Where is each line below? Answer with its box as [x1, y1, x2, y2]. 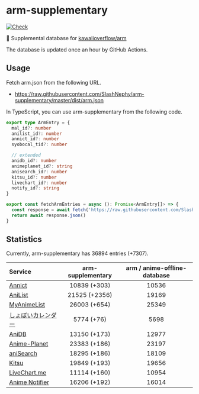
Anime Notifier [9, 378, 49, 386]
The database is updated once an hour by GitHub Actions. [6, 46, 148, 53]
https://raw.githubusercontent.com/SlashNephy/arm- [14, 90, 145, 98]
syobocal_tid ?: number [11, 141, 68, 148]
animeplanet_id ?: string [11, 163, 73, 169]
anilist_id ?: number [11, 131, 62, 137]
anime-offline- [142, 264, 187, 272]
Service [9, 267, 31, 276]
